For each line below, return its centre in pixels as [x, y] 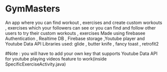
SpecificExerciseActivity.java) [35, 64]
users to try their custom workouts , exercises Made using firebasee [75, 33]
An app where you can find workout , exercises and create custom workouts [84, 22]
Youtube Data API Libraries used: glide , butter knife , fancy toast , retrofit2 [82, 43]
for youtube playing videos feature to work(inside [56, 58]
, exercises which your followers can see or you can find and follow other [80, 27]
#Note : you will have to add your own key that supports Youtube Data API [81, 53]
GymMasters [33, 9]
